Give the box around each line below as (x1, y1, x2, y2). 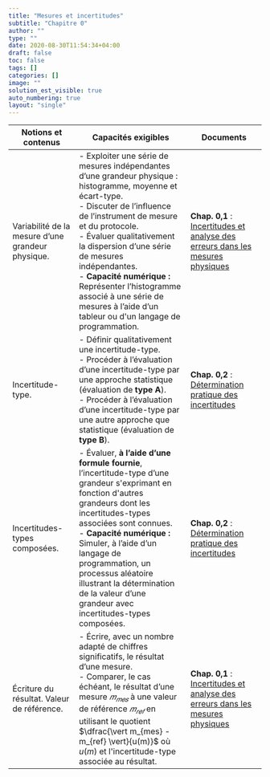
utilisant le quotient (79, 715, 151, 726)
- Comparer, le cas (79, 671, 151, 682)
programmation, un (79, 558, 151, 569)
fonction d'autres (79, 487, 144, 498)
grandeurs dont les (79, 498, 151, 509)
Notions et (21, 127, 63, 138)
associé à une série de (79, 291, 164, 302)
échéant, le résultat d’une (79, 681, 175, 693)
